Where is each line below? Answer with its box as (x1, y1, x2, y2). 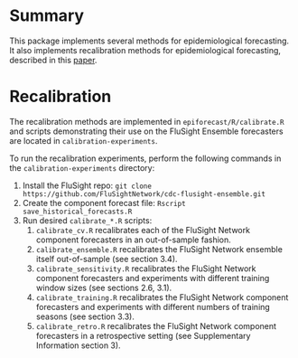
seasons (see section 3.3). (35, 311, 135, 322)
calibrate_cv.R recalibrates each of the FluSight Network (35, 224, 251, 235)
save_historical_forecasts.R (22, 207, 133, 216)
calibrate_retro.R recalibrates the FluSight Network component (35, 320, 277, 331)
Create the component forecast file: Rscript (22, 197, 187, 208)
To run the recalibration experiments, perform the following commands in (9, 153, 282, 164)
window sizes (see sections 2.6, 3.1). (35, 282, 172, 293)
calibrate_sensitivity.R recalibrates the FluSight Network (35, 263, 256, 274)
